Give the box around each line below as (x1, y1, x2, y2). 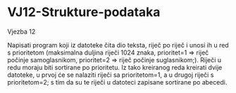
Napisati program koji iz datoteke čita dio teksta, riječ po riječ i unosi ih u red (7, 41, 229, 49)
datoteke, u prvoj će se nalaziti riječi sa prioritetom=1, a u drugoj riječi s (7, 71, 214, 79)
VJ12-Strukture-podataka (7, 4, 161, 20)
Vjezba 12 (7, 27, 36, 36)
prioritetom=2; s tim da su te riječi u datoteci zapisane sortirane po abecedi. (7, 78, 228, 86)
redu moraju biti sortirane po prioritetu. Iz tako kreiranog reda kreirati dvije (7, 63, 223, 71)
